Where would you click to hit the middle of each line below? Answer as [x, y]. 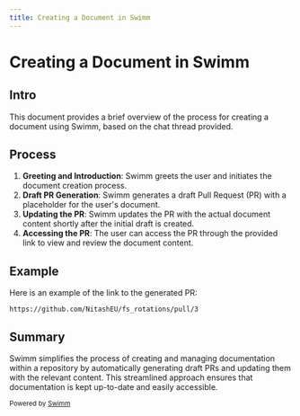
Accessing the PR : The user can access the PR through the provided [150, 234]
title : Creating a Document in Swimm [80, 18]
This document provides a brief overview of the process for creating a [139, 117]
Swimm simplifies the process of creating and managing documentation [142, 358]
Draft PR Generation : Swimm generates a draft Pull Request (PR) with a [154, 195]
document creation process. [75, 186]
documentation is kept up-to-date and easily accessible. [114, 387]
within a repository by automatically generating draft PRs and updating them [150, 368]
